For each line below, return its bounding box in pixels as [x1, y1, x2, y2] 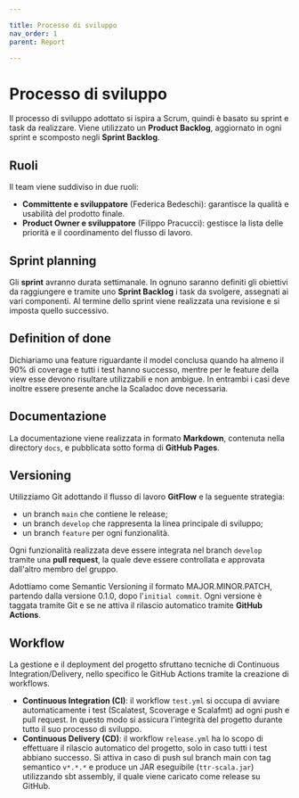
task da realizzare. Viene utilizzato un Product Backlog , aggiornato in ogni [9, 122, 282, 134]
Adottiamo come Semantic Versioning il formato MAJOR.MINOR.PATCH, [9, 581, 273, 592]
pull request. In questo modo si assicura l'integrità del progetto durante [21, 714, 283, 725]
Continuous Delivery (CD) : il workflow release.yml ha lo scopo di [21, 733, 264, 745]
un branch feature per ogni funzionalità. [21, 528, 170, 539]
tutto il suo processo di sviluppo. [21, 724, 142, 735]
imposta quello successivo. [9, 305, 109, 316]
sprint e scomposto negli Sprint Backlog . [9, 132, 160, 143]
